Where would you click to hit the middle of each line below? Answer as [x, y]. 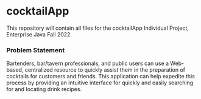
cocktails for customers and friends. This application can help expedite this [100, 77]
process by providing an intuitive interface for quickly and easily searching [100, 83]
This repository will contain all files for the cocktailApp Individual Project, [97, 28]
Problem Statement [36, 50]
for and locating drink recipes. [44, 89]
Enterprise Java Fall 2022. [39, 34]
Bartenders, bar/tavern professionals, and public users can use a [88, 63]
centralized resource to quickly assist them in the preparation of [105, 70]
